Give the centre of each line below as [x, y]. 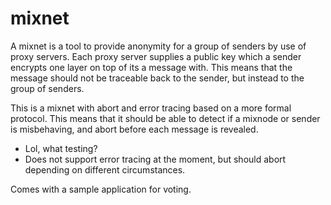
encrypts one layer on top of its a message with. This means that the [151, 67]
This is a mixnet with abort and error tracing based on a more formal [151, 108]
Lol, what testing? [61, 148]
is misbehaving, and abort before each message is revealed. [134, 129]
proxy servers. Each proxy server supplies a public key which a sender [156, 56]
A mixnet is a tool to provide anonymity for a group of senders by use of [158, 46]
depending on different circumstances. [105, 169]
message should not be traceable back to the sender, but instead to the [157, 78]
